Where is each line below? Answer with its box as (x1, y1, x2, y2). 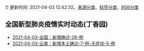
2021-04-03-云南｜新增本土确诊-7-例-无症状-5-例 (12, 40, 116, 46)
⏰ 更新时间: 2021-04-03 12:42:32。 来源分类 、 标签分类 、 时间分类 (5, 4, 139, 10)
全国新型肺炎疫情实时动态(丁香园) (5, 20, 108, 29)
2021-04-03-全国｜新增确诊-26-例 (12, 34, 83, 40)
